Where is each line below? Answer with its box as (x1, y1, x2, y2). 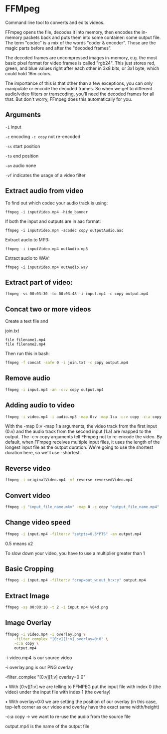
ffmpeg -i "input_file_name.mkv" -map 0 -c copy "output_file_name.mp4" (5, 504, 160, 509)
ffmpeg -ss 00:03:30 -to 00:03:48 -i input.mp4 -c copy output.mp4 (5, 291, 149, 297)
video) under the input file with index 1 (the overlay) (5, 689, 111, 695)
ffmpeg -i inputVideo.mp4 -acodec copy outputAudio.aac (5, 228, 124, 233)
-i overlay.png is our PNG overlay (5, 664, 73, 671)
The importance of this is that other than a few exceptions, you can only (5, 80, 153, 86)
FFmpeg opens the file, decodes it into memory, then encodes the (5, 29, 141, 35)
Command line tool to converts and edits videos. (5, 19, 105, 25)
